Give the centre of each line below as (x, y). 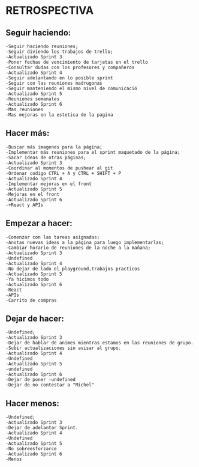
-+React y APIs (25, 205)
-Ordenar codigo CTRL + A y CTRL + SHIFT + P (63, 173)
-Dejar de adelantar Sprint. (42, 428)
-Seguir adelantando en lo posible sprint (59, 78)
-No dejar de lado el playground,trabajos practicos (73, 269)
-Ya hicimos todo (27, 279)
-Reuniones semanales (33, 99)
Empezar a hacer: (39, 223)
